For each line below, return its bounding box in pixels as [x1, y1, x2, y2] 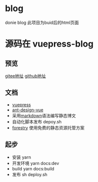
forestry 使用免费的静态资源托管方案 [12, 125, 85, 131]
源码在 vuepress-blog [5, 38, 94, 50]
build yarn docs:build [12, 165, 54, 171]
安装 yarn [12, 154, 32, 160]
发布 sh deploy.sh [12, 171, 48, 177]
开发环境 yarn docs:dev [12, 160, 59, 166]
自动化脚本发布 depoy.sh [12, 118, 62, 124]
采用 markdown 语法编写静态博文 [12, 113, 76, 118]
